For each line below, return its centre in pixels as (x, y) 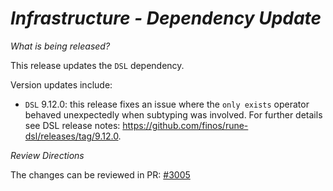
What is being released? (60, 46)
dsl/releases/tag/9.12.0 (71, 136)
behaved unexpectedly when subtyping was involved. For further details (173, 114)
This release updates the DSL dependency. (97, 65)
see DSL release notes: (72, 125)
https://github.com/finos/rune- (185, 125)
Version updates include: (61, 84)
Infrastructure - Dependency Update (166, 18)
